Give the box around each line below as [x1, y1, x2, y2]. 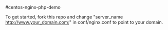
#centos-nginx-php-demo [5, 4, 61, 10]
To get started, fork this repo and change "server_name [5, 14, 123, 19]
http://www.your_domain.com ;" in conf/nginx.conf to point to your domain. [5, 19, 163, 25]
